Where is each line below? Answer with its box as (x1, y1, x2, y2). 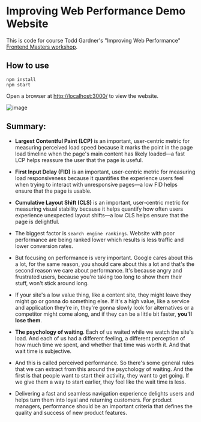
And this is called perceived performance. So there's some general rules (14, 359, 194, 366)
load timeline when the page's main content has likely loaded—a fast (14, 150, 185, 157)
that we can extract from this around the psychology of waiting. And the (14, 365, 193, 373)
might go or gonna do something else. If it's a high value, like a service (14, 297, 190, 304)
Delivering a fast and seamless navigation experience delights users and (14, 390, 194, 397)
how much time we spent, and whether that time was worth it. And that (14, 341, 190, 348)
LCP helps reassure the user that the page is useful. (14, 156, 143, 163)
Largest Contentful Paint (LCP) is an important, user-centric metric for (14, 137, 190, 145)
